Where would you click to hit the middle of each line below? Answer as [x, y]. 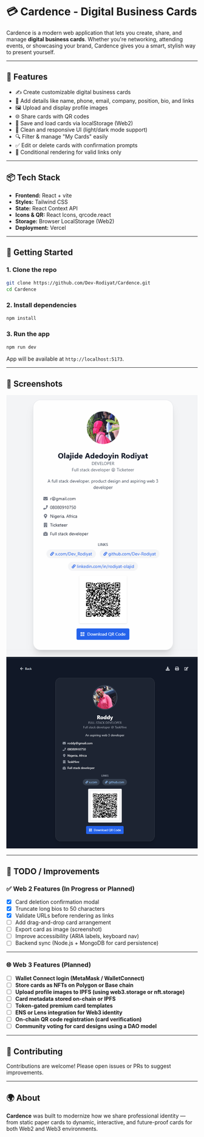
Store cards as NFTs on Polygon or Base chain [74, 985]
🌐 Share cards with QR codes [52, 116]
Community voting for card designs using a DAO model [86, 1026]
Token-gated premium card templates [64, 1005]
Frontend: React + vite [43, 195]
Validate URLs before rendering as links [64, 916]
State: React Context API [46, 208]
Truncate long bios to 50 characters [60, 908]
